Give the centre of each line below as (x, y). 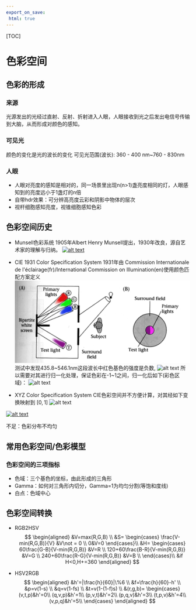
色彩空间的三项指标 (33, 464)
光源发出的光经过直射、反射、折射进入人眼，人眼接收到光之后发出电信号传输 (98, 116)
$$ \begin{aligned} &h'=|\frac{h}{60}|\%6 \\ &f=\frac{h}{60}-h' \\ (102, 582)
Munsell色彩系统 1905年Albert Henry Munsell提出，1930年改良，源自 (97, 242)
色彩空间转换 (29, 513)
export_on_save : (26, 12)
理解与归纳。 (45, 249)
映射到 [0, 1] (34, 402)
